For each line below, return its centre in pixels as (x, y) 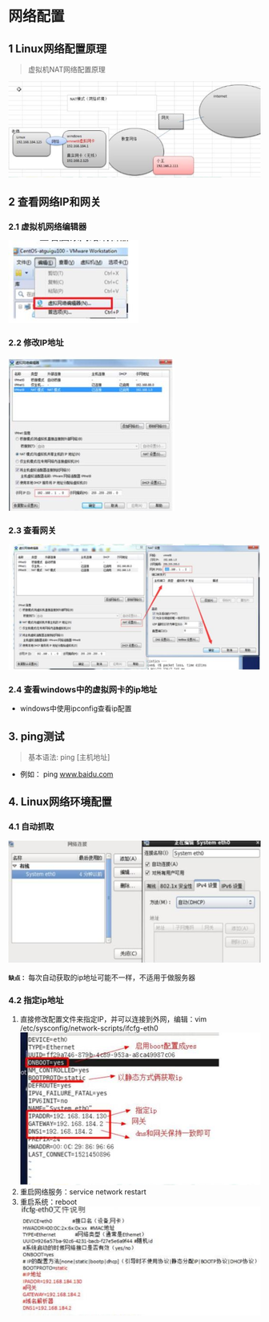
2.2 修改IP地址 (36, 343)
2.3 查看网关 (32, 530)
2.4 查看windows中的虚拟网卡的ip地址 (83, 689)
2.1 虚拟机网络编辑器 (48, 227)
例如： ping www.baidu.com (66, 774)
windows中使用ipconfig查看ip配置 (76, 708)
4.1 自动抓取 (31, 826)
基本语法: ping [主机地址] (69, 757)
